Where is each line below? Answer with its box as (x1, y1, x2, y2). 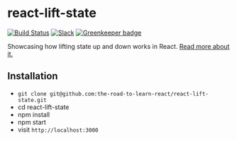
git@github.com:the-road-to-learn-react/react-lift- (49, 90, 209, 97)
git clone (17, 90, 48, 97)
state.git (17, 96, 48, 103)
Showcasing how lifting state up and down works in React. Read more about (7, 42, 230, 50)
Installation (7, 70, 58, 82)
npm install (17, 110, 50, 118)
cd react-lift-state (17, 103, 70, 111)
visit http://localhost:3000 (17, 125, 99, 134)
